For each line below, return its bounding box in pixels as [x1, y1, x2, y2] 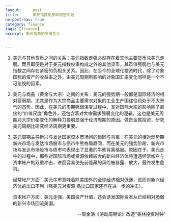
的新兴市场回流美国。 [12, 200, 58, 206]
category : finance [5, 21, 44, 27]
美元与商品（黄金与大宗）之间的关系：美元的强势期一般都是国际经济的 [12, 91, 160, 97]
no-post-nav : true [5, 17, 44, 22]
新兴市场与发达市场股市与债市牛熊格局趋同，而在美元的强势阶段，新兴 [12, 140, 160, 146]
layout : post [5, 7, 42, 13]
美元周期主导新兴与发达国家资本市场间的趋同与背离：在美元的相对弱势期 [12, 134, 164, 140]
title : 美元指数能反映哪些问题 [5, 12, 75, 17]
